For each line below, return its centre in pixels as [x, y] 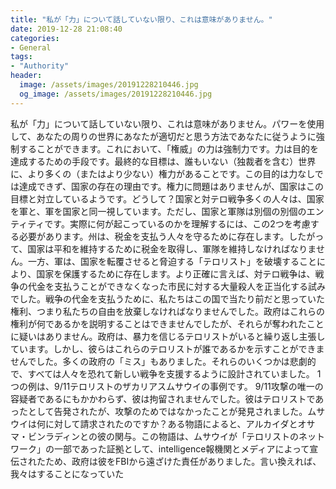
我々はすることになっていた [67, 473]
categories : [35, 38]
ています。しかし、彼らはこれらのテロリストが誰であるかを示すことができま [167, 348]
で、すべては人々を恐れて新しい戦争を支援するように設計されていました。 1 [166, 373]
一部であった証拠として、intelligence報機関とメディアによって [181, 448]
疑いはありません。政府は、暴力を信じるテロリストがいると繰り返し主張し [172, 336]
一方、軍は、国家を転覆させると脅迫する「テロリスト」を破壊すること [172, 261]
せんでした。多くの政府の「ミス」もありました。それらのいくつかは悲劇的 [163, 361]
